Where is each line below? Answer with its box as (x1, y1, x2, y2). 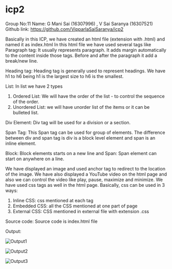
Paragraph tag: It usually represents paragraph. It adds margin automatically (5, 47, 167, 53)
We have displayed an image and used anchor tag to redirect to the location (5, 165, 166, 171)
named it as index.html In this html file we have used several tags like (5, 41, 151, 47)
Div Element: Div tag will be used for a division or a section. (5, 119, 131, 125)
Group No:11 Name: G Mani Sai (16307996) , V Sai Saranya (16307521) (5, 21, 153, 27)
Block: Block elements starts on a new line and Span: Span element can (5, 150, 157, 156)
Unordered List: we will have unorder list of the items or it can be (12, 104, 150, 110)
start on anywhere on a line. (5, 156, 64, 162)
